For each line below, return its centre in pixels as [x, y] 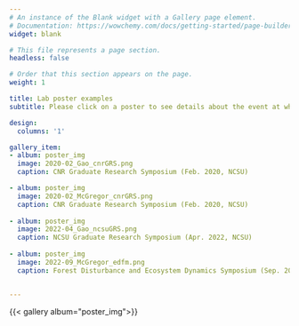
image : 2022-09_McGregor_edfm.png [81, 262]
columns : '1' [41, 131]
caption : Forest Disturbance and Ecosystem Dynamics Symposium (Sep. [149, 270]
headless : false [39, 59]
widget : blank [36, 34]
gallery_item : [36, 147]
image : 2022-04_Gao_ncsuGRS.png [77, 229]
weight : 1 [28, 83]
